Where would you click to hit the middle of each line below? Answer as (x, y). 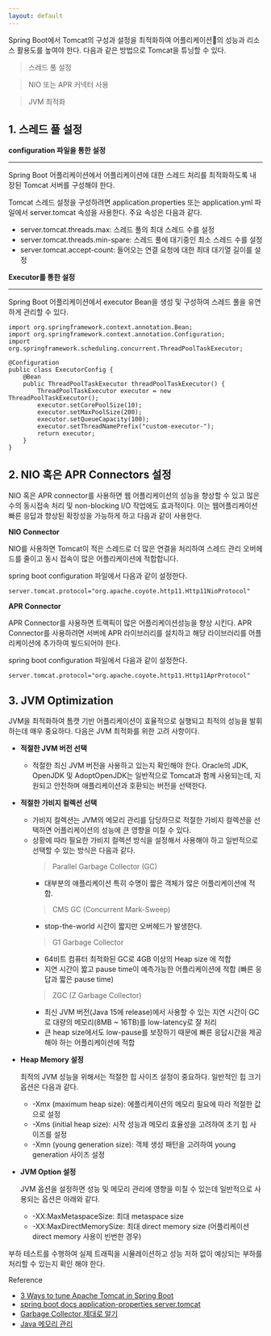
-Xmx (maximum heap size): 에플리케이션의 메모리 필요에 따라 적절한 (142, 1104)
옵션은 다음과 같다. (49, 1087)
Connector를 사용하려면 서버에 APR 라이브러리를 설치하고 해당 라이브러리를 (128, 633)
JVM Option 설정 (48, 1172)
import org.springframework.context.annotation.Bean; (101, 328)
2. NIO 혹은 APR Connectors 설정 (90, 474)
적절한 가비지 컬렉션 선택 (58, 803)
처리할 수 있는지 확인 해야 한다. (57, 1264)
